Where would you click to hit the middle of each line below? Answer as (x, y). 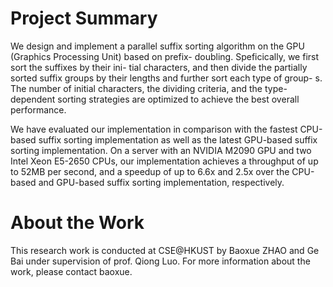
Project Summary (84, 18)
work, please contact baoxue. (71, 271)
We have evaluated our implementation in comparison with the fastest (154, 129)
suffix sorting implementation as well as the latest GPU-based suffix (178, 139)
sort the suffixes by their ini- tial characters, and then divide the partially (159, 67)
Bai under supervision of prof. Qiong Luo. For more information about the (160, 261)
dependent (33, 99)
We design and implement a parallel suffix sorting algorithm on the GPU (157, 46)
